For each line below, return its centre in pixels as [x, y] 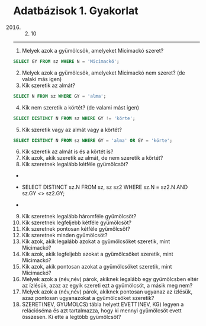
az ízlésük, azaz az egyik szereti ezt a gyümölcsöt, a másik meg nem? [107, 286]
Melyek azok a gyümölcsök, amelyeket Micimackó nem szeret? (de [103, 73]
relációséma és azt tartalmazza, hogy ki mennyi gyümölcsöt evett [102, 311]
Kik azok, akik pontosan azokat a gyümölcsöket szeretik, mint [97, 267]
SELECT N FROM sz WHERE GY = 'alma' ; [60, 96]
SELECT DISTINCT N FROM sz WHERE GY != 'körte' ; [74, 118]
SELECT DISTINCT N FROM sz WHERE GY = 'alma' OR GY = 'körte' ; [93, 140]
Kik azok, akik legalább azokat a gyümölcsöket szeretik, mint [96, 241]
